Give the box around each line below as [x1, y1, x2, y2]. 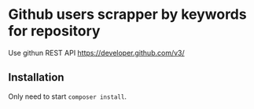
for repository [8, 22, 101, 40]
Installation [8, 71, 64, 84]
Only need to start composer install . [8, 92, 127, 101]
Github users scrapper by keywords [8, 5, 247, 24]
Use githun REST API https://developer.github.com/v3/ [8, 48, 185, 57]
